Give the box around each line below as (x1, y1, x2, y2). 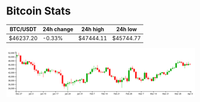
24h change (43, 26, 74, 33)
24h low (116, 26, 137, 33)
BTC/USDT (10, 26, 37, 33)
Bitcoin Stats (6, 4, 71, 18)
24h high (81, 26, 105, 33)
